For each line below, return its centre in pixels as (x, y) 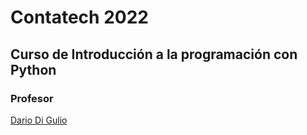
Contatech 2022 (79, 17)
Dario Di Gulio (39, 120)
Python (33, 69)
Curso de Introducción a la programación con (154, 54)
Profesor (32, 98)
